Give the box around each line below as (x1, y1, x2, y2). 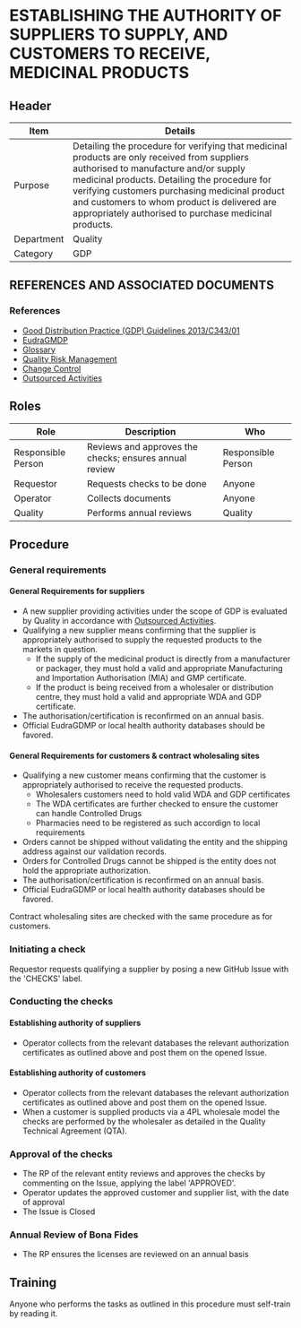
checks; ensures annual (86, 452, 187, 464)
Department (13, 233, 64, 245)
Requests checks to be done (86, 477, 208, 489)
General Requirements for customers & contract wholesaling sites (9, 750, 260, 761)
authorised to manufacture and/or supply (73, 162, 246, 175)
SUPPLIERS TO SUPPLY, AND (9, 24, 228, 45)
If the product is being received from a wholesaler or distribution (35, 682, 274, 693)
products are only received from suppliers (73, 151, 249, 163)
